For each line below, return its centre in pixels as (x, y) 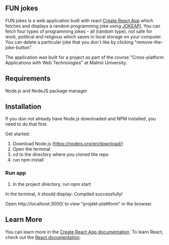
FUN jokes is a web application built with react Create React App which (79, 20)
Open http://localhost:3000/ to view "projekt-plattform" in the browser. (79, 203)
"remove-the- (149, 42)
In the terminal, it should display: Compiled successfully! (64, 194)
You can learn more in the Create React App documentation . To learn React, (84, 232)
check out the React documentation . (43, 237)
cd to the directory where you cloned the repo (60, 154)
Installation (23, 107)
